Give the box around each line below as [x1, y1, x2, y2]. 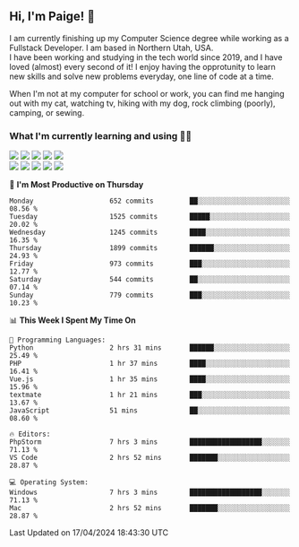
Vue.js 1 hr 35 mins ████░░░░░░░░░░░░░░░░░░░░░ [9, 375, 291, 384]
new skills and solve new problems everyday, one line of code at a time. [9, 71, 275, 82]
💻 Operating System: [9, 478, 90, 487]
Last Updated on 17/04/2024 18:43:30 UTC [9, 527, 168, 538]
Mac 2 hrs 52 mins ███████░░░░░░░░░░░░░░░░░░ [9, 504, 291, 513]
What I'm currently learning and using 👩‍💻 [9, 129, 192, 142]
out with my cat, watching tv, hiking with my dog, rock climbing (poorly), [9, 98, 276, 109]
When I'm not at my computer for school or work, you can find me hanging [9, 88, 285, 99]
